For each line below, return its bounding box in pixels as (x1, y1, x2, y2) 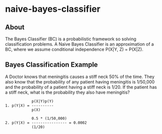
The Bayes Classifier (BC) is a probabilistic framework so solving (5, 36, 136, 42)
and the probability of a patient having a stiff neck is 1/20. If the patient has (5, 84, 157, 90)
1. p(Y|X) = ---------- (5, 103, 54, 108)
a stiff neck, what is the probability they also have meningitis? (5, 89, 130, 95)
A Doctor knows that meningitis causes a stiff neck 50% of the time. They (5, 74, 155, 80)
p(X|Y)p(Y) (31, 99, 54, 104)
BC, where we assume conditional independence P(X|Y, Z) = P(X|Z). (5, 47, 144, 52)
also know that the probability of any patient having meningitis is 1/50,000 (5, 79, 155, 84)
